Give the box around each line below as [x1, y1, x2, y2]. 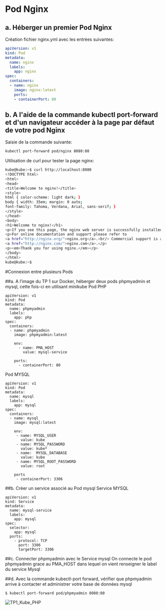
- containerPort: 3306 [16, 476, 63, 481]
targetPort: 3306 [18, 547, 54, 552]
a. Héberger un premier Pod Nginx [5, 23, 112, 32]
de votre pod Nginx [5, 126, 65, 135]
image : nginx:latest [14, 87, 56, 92]
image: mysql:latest [14, 420, 56, 425]
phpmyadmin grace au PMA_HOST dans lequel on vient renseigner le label [5, 561, 157, 567]
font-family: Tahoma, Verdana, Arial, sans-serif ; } [5, 204, 116, 209]
